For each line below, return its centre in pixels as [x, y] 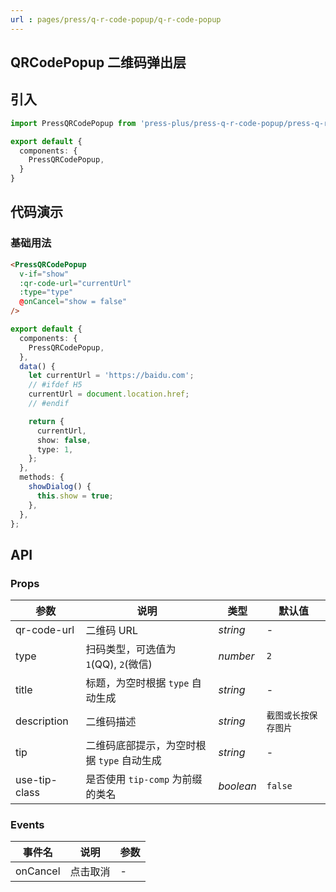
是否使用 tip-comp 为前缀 [144, 779]
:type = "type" [46, 292]
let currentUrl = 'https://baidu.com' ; [111, 376]
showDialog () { [60, 487]
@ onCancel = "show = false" [73, 302]
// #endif [49, 404]
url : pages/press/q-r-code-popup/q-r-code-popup [116, 19]
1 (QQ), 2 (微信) [119, 664]
